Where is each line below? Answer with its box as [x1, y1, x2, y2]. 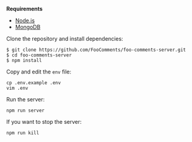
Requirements [6, 5, 43, 12]
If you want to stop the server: [6, 118, 82, 125]
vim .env [6, 85, 29, 91]
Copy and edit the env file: [6, 68, 72, 75]
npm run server [6, 107, 45, 113]
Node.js [15, 17, 35, 24]
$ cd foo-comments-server [6, 52, 72, 58]
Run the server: [6, 96, 45, 103]
